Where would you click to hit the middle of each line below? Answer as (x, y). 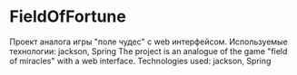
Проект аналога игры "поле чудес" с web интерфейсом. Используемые (148, 42)
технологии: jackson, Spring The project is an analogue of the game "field (148, 51)
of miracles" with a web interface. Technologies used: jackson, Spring (140, 61)
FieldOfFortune (68, 17)
